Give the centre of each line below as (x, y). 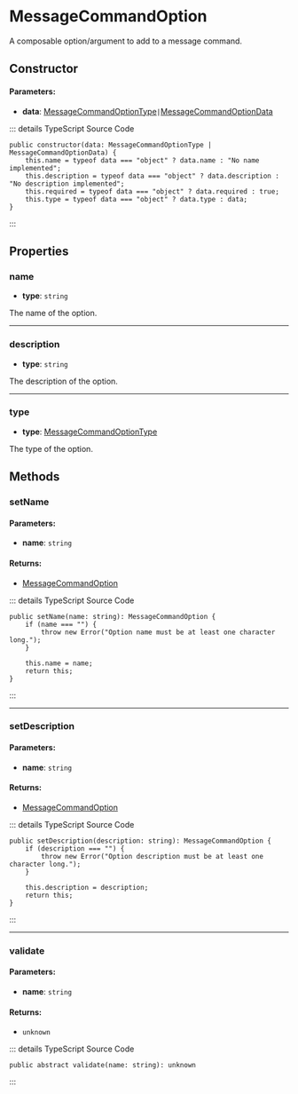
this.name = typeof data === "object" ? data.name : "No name (142, 160)
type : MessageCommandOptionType (90, 432)
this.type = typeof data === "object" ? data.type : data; (137, 199)
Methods (35, 477)
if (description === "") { (75, 848)
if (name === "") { (61, 624)
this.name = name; (59, 663)
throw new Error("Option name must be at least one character (158, 632)
